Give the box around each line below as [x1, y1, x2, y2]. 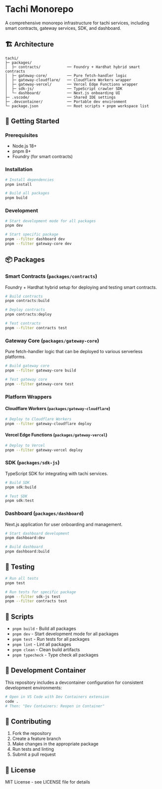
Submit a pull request [12, 751, 56, 757]
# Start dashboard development [5, 531, 70, 536]
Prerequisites [5, 132, 38, 139]
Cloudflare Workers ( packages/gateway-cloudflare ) [5, 406, 110, 412]
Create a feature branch [12, 735, 61, 742]
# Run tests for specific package [5, 589, 77, 595]
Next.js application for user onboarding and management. [5, 521, 122, 527]
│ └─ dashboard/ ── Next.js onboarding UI [5, 90, 121, 95]
